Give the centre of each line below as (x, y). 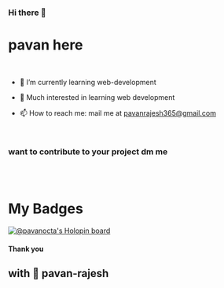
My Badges (46, 209)
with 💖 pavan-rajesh (59, 273)
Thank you (26, 249)
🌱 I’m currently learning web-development (88, 82)
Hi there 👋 (28, 13)
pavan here (46, 45)
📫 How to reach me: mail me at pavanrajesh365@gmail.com (118, 113)
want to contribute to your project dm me (88, 151)
